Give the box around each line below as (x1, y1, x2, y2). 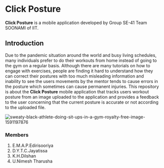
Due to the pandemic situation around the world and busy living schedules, (5, 52, 157, 58)
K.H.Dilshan (12, 153, 36, 159)
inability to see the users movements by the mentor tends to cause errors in (5, 78, 158, 84)
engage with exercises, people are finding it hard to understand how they (5, 68, 153, 74)
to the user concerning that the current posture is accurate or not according (5, 99, 159, 105)
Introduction (5, 39, 44, 48)
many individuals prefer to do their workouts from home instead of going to (5, 57, 157, 63)
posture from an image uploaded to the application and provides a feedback (5, 94, 159, 100)
